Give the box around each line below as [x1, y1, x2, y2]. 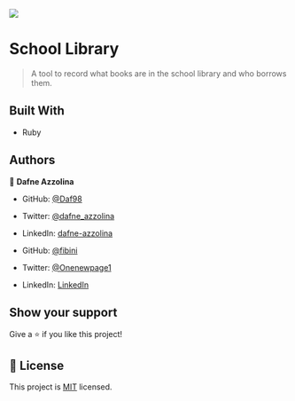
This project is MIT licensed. [9, 381, 113, 392]
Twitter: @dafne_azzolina [21, 210, 115, 221]
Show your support [9, 304, 118, 319]
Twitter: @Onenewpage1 [21, 262, 113, 272]
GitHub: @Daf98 [21, 193, 82, 204]
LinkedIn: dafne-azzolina [21, 227, 113, 239]
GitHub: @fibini [21, 245, 78, 256]
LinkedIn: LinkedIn [21, 279, 89, 290]
